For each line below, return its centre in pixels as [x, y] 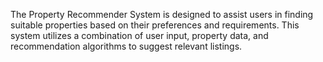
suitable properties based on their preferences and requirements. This [155, 25]
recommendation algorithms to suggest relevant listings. [126, 46]
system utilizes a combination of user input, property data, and [139, 35]
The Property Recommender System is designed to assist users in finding [162, 14]
